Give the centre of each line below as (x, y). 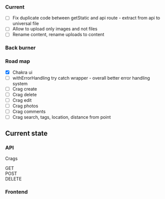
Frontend (16, 191)
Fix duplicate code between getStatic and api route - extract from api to (86, 18)
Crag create (25, 89)
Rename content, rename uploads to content (58, 35)
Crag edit (22, 100)
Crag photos (25, 106)
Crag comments (29, 112)
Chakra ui (22, 72)
